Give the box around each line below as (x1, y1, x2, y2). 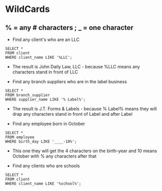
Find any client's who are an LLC (12, 36, 80, 42)
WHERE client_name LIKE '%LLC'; (5, 55, 72, 60)
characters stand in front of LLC (12, 69, 78, 75)
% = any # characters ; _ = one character (5, 23, 134, 32)
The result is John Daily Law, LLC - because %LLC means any (12, 64, 141, 69)
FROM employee (5, 135, 35, 140)
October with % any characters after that (12, 153, 97, 159)
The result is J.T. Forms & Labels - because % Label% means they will (12, 106, 157, 112)
